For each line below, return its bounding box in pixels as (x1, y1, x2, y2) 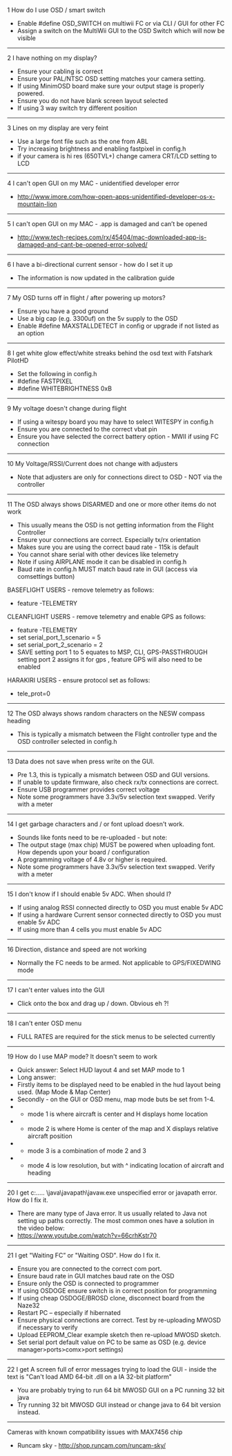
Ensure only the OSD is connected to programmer (17, 1279, 159, 1287)
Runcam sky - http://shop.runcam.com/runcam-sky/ (17, 1441, 166, 1449)
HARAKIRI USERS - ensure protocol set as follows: (7, 676, 151, 684)
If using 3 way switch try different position (17, 104, 137, 112)
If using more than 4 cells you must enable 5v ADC (17, 926, 162, 933)
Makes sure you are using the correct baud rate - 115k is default (17, 543, 199, 551)
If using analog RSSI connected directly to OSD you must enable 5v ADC (17, 904, 224, 911)
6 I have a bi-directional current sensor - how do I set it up (7, 261, 173, 268)
